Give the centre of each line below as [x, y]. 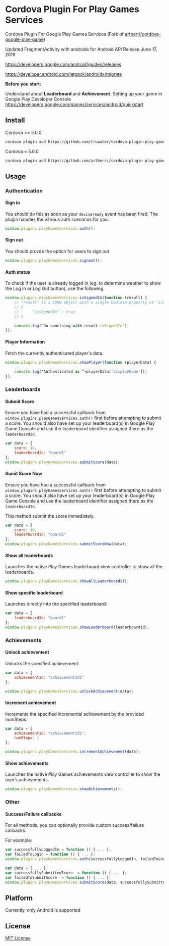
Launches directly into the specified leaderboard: [56, 604]
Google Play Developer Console [38, 99]
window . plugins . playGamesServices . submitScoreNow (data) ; [66, 544]
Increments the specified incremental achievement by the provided [75, 714]
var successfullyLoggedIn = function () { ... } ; [58, 850]
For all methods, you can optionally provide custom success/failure [75, 825]
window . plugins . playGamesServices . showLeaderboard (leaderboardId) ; [77, 627]
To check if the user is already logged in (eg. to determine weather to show [83, 283]
